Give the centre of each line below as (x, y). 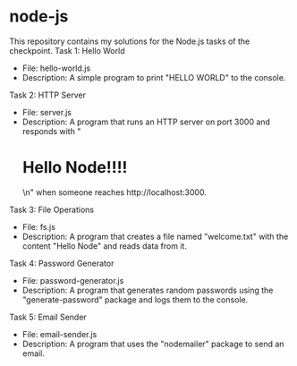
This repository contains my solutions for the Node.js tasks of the (130, 41)
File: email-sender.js (59, 334)
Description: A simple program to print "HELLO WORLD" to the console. (154, 77)
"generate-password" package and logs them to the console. (135, 299)
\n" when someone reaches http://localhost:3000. (115, 192)
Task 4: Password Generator (62, 263)
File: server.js (47, 112)
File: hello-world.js (56, 68)
